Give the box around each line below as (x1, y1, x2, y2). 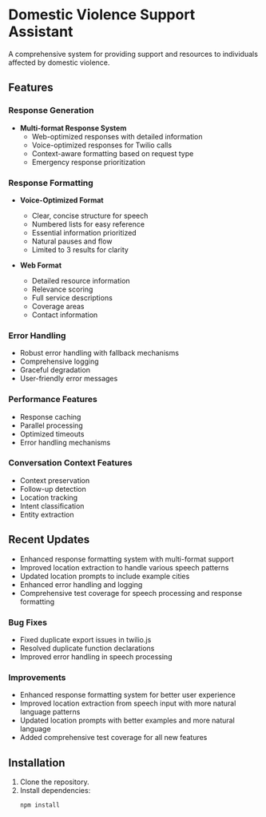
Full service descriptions (31, 292, 113, 302)
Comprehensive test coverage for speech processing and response (19, 588, 242, 598)
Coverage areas (31, 301, 85, 311)
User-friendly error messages (19, 374, 118, 384)
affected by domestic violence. (8, 58, 110, 67)
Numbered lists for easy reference (31, 219, 145, 229)
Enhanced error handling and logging (19, 579, 143, 590)
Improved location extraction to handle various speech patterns (19, 562, 229, 572)
